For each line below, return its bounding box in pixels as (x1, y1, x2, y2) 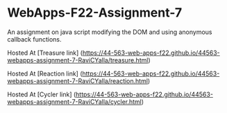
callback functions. (7, 35, 62, 43)
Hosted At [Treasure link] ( (7, 49, 83, 57)
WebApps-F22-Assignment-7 (7, 5, 183, 21)
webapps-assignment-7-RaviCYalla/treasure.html (7, 55, 149, 64)
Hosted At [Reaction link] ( (7, 69, 83, 78)
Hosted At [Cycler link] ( (7, 90, 76, 98)
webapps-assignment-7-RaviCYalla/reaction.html (7, 76, 148, 85)
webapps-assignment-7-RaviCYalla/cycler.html (7, 97, 142, 105)
